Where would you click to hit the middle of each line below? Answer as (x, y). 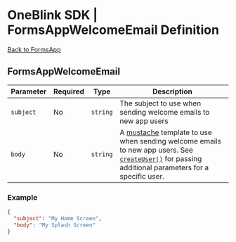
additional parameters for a (164, 167)
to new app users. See (156, 150)
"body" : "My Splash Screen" (55, 225)
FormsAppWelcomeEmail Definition (113, 30)
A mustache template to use (166, 132)
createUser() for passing (161, 158)
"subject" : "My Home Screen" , (58, 218)
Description (172, 91)
